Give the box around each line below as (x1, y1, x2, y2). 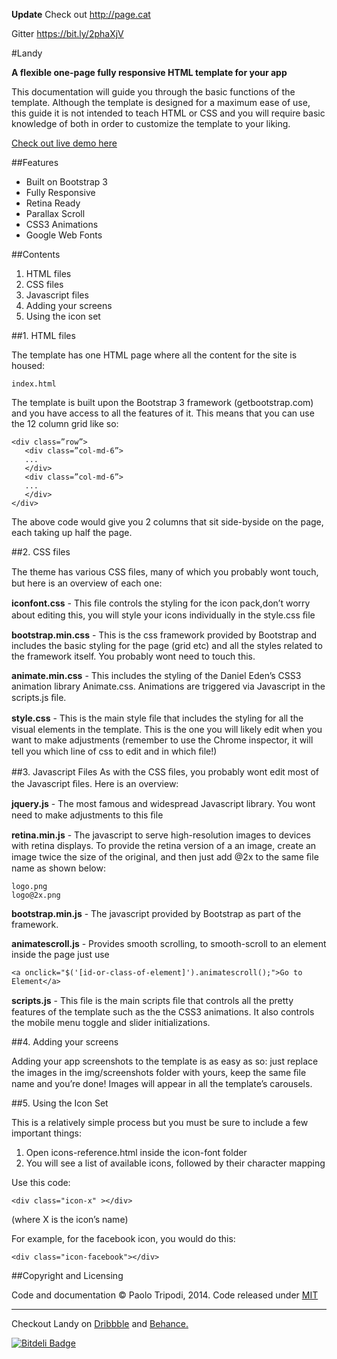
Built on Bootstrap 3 (25, 176, 108, 188)
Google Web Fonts (25, 229, 103, 241)
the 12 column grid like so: (11, 418, 119, 429)
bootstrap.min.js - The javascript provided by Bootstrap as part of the (11, 908, 302, 919)
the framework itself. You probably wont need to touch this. (11, 650, 256, 662)
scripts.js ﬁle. (11, 692, 67, 703)
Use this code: (11, 1177, 71, 1188)
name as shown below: (11, 862, 106, 874)
